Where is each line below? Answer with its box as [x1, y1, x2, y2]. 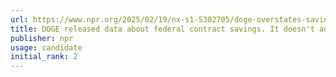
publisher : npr [10, 33, 74, 43]
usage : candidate [10, 42, 83, 53]
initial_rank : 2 [10, 52, 78, 62]
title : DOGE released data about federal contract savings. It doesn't [10, 24, 315, 34]
